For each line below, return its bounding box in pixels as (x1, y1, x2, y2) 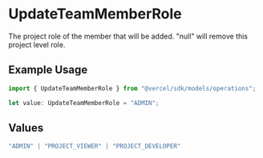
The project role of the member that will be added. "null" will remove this (8, 31, 249, 41)
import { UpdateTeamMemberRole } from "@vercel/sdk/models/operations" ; (8, 84, 257, 92)
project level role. (8, 39, 66, 49)
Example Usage (8, 63, 88, 77)
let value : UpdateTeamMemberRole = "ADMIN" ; (8, 99, 160, 107)
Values (8, 121, 44, 135)
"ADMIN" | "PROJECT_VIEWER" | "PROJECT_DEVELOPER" (8, 142, 181, 151)
